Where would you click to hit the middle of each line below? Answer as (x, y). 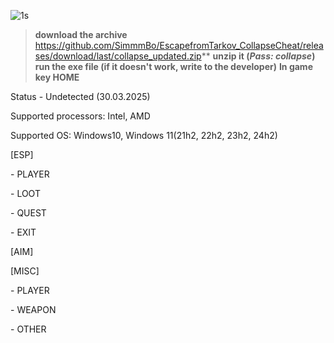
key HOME (57, 77)
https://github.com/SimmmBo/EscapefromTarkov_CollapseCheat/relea (179, 45)
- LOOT (25, 193)
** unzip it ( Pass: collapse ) (258, 56)
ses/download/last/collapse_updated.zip (118, 56)
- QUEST (28, 213)
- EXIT (23, 232)
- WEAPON (33, 309)
